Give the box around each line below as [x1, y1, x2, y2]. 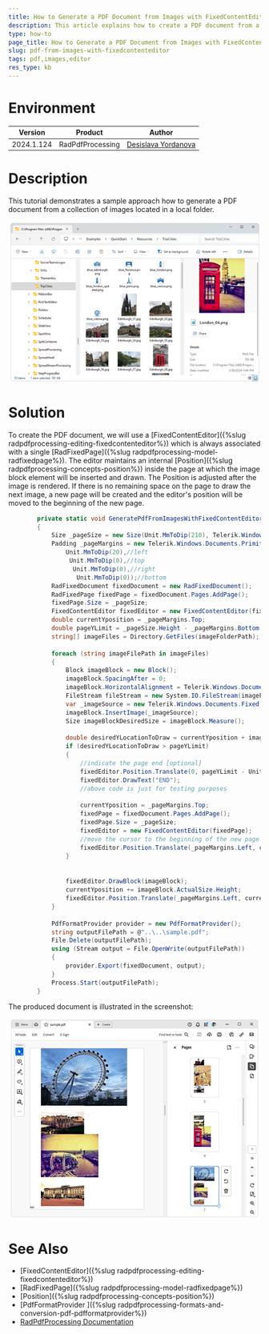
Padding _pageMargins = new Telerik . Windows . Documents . [50, 540, 242, 548]
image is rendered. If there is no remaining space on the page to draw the [8, 481, 251, 491]
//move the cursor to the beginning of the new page [79, 835, 260, 843]
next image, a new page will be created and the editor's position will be [8, 489, 243, 499]
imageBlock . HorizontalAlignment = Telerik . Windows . [65, 683, 242, 691]
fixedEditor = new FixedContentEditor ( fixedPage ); [79, 827, 252, 835]
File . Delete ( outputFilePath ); [50, 936, 152, 944]
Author [149, 128, 174, 138]
